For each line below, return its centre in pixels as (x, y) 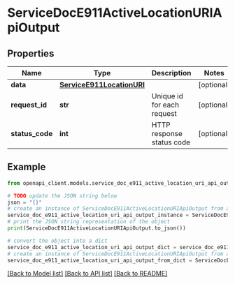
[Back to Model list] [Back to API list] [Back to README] (87, 274)
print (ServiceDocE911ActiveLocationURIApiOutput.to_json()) (97, 228)
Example (27, 167)
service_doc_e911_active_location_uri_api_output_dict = (92, 247)
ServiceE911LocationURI (102, 85)
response (167, 134)
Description (171, 73)
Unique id (168, 96)
